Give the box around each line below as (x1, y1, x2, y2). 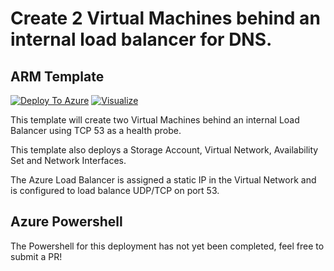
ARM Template (10, 68, 105, 85)
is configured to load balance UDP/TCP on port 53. (10, 185, 220, 196)
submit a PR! (10, 250, 63, 262)
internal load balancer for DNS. (10, 28, 273, 51)
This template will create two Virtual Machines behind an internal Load (10, 114, 300, 126)
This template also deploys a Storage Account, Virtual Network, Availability (10, 144, 319, 156)
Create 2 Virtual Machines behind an (10, 7, 321, 30)
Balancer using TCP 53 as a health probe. (10, 125, 182, 136)
